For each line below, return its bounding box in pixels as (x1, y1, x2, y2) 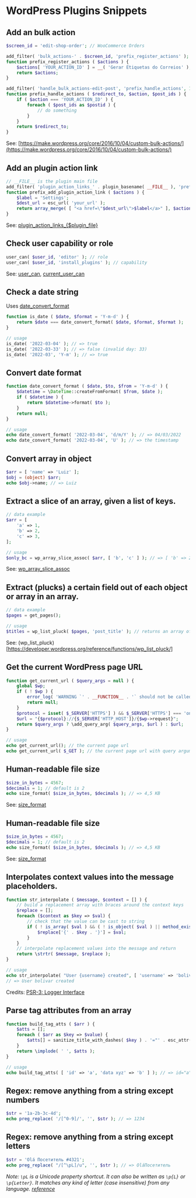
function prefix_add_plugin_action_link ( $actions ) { (6, 189, 145, 195)
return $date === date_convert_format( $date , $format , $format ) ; (16, 319, 184, 325)
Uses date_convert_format (6, 302, 69, 309)
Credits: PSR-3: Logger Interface (6, 989, 85, 996)
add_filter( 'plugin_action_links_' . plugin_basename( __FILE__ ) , (6, 184, 176, 190)
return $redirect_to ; (16, 124, 69, 130)
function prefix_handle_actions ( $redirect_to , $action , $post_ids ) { (6, 91, 187, 97)
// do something (37, 107, 77, 113)
